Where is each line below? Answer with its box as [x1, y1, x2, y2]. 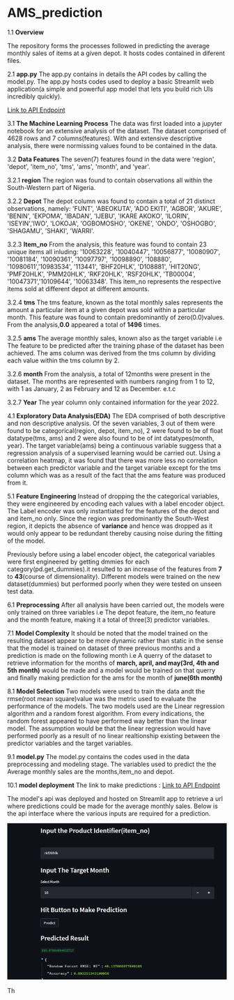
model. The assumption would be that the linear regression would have [7, 724, 211, 733]
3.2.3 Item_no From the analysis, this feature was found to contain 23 [7, 240, 207, 249]
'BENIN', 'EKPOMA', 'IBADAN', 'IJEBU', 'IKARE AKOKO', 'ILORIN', [7, 212, 190, 220]
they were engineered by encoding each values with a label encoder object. [7, 499, 225, 508]
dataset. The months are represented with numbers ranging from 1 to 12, [7, 377, 214, 385]
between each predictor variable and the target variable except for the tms [7, 463, 221, 472]
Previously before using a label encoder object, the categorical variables [7, 550, 215, 558]
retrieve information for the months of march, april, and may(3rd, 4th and [7, 659, 219, 667]
